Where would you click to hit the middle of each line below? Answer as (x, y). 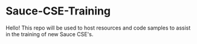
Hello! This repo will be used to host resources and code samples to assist (98, 28)
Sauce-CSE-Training (58, 11)
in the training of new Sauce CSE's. (50, 34)
